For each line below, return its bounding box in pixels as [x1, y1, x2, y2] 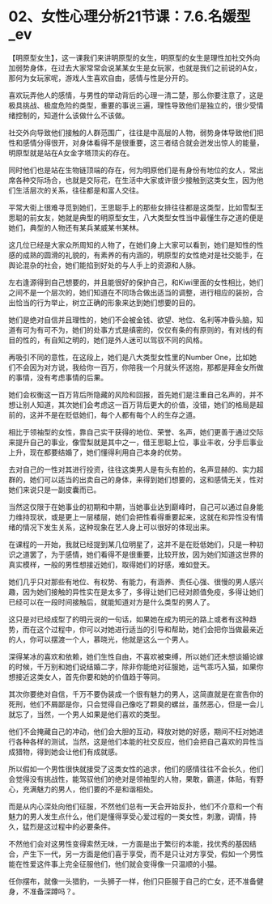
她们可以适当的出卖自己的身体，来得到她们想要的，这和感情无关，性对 [29, 474, 264, 484]
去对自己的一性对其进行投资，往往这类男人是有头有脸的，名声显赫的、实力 [8, 465, 257, 474]
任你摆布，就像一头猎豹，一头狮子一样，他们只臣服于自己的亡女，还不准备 [8, 876, 257, 886]
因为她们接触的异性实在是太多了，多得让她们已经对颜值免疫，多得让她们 [22, 587, 264, 596]
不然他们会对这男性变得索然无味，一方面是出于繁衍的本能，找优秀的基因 [8, 838, 249, 848]
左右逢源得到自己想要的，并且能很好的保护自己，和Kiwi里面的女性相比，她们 [8, 277, 264, 287]
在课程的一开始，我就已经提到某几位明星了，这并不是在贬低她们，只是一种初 [8, 539, 264, 549]
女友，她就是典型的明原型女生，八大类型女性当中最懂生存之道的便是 [36, 212, 264, 223]
